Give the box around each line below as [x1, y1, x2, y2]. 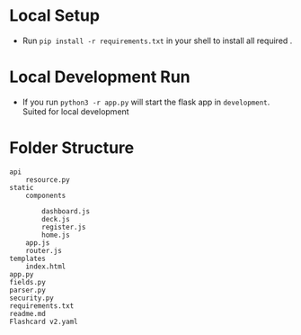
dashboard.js [41, 206, 91, 216]
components [25, 191, 66, 200]
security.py [9, 294, 54, 303]
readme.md [9, 309, 47, 318]
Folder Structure [9, 138, 135, 158]
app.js [25, 238, 50, 248]
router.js [25, 246, 63, 255]
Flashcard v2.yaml [9, 317, 78, 326]
